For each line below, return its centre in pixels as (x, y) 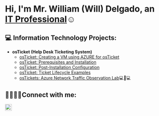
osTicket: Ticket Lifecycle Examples (55, 72)
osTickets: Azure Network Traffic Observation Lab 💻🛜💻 (75, 78)
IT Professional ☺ (40, 19)
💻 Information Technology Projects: (61, 38)
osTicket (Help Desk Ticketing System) (52, 52)
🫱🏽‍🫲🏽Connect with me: (41, 95)
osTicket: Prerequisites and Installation (58, 62)
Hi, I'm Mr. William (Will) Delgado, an (80, 9)
